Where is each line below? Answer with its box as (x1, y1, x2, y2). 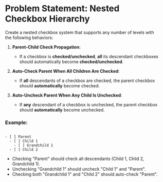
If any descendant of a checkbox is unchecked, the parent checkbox (19, 101, 158, 107)
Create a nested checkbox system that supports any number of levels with (5, 29, 154, 35)
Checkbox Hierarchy (5, 13, 90, 24)
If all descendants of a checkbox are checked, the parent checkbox (19, 78, 155, 83)
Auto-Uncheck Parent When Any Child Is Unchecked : (12, 92, 123, 98)
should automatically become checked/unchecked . (19, 59, 124, 64)
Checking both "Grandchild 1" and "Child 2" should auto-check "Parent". (12, 171, 158, 177)
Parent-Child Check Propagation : (12, 44, 81, 50)
